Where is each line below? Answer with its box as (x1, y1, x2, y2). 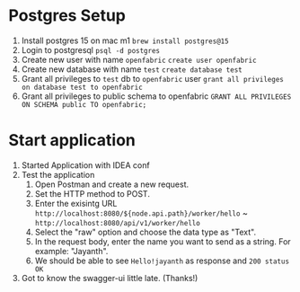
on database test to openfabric (21, 83, 143, 92)
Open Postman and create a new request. (34, 179, 190, 190)
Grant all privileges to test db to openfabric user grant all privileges (21, 73, 284, 84)
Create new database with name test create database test (21, 64, 243, 75)
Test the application (21, 169, 95, 180)
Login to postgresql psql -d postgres (21, 44, 161, 55)
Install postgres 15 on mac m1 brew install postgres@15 (21, 35, 230, 46)
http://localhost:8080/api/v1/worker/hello (34, 218, 201, 227)
